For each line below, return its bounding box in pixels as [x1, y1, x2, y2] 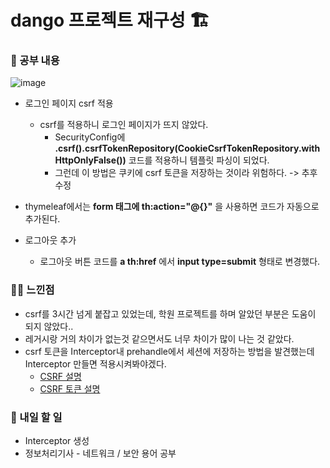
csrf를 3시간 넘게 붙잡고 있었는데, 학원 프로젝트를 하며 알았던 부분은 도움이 [24, 307, 317, 320]
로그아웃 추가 [24, 234, 77, 246]
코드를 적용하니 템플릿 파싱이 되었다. [128, 154, 270, 166]
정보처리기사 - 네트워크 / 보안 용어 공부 [24, 447, 177, 460]
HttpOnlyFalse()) [54, 154, 127, 166]
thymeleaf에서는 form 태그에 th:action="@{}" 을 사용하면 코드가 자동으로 [24, 201, 320, 213]
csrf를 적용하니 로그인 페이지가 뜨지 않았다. [39, 119, 209, 131]
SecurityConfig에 [54, 131, 126, 143]
